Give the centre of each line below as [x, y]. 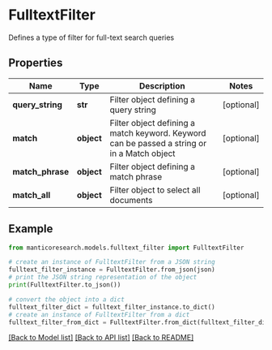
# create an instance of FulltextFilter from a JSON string [112, 262]
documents [131, 200]
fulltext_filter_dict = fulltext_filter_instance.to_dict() [112, 307]
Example [31, 229]
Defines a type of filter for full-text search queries [91, 37]
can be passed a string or [158, 143]
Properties [36, 63]
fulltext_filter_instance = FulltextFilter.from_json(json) [112, 270]
